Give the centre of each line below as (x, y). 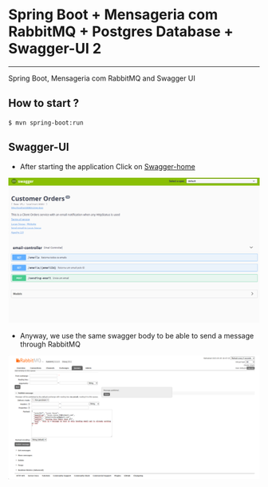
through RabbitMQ (50, 344)
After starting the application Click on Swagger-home (107, 166)
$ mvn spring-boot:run (46, 123)
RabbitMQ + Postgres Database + (121, 32)
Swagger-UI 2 (55, 49)
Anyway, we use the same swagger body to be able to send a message (137, 336)
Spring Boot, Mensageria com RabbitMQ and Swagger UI (102, 78)
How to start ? (44, 103)
